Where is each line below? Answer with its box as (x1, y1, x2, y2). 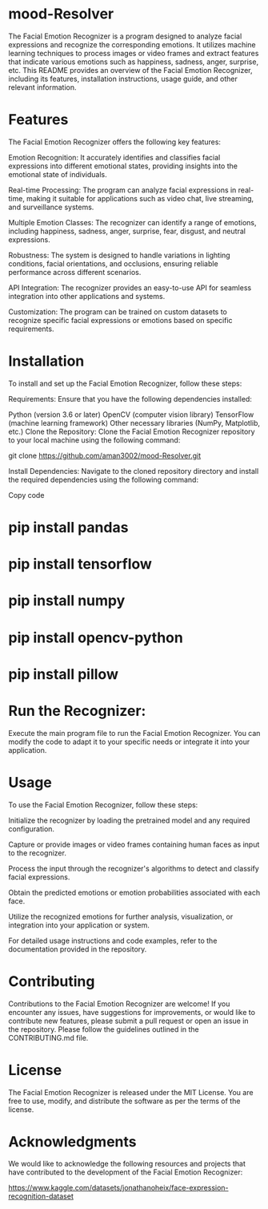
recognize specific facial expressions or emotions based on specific (8, 315, 234, 325)
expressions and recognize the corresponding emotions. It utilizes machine (8, 39, 256, 49)
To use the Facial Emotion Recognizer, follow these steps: (8, 799, 198, 810)
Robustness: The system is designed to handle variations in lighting (8, 250, 230, 260)
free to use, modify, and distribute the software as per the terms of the (8, 1096, 241, 1106)
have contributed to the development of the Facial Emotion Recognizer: (8, 1167, 243, 1177)
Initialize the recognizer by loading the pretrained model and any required (8, 815, 250, 825)
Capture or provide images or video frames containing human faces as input (8, 839, 260, 849)
